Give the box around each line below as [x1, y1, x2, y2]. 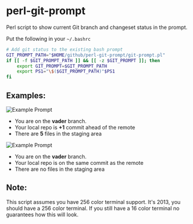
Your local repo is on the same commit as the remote [14, 160, 144, 166]
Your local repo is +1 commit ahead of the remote [14, 124, 136, 131]
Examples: [6, 90, 46, 100]
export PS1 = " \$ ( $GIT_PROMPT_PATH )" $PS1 [17, 69, 115, 74]
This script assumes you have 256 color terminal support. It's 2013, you [6, 198, 181, 205]
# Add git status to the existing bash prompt [6, 46, 123, 53]
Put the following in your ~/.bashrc [6, 35, 91, 42]
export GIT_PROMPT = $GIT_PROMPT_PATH [17, 63, 108, 69]
